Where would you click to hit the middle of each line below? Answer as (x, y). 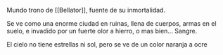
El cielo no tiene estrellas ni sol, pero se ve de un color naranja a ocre (107, 44)
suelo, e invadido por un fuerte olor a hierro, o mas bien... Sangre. (102, 31)
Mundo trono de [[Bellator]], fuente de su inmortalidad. (86, 10)
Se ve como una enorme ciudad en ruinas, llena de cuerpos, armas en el (111, 23)
